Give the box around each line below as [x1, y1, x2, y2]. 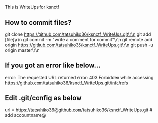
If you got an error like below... [5, 61, 101, 70]
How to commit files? [5, 18, 72, 27]
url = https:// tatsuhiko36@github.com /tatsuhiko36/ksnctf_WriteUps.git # [5, 107, 153, 113]
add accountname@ [5, 112, 46, 118]
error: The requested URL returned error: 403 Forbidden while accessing [5, 74, 154, 80]
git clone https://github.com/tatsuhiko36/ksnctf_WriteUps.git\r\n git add [5, 31, 151, 37]
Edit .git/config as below [5, 94, 82, 102]
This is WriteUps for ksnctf [5, 4, 59, 10]
